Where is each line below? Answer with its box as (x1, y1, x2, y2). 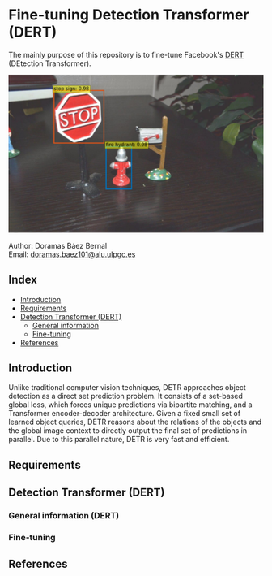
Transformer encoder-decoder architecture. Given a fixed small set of (8, 409, 241, 418)
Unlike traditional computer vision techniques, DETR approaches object (8, 383, 247, 392)
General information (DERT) (8, 510, 120, 522)
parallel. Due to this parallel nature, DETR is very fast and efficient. (8, 435, 230, 444)
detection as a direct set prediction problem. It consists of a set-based (8, 392, 243, 401)
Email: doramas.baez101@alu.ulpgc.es (8, 249, 136, 259)
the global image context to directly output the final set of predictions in (8, 426, 248, 435)
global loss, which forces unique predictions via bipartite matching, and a (8, 400, 253, 409)
